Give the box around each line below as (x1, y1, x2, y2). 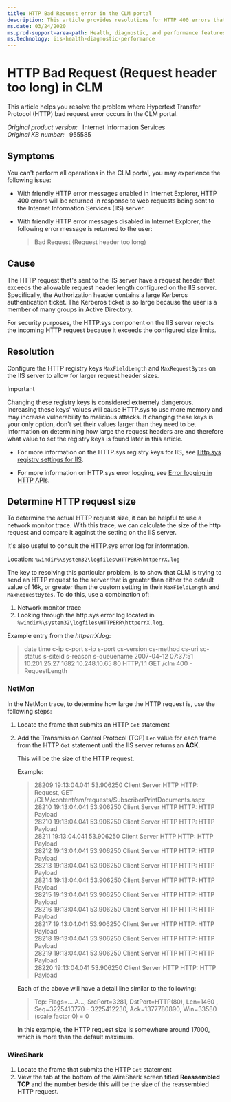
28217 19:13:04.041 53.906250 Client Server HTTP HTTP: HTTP (34, 919, 215, 928)
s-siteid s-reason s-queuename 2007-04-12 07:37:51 (43, 652, 194, 661)
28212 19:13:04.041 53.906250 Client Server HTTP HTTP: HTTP (34, 846, 215, 855)
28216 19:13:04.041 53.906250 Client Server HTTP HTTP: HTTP (34, 905, 215, 913)
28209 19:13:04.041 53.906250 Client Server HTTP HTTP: (34, 781, 199, 789)
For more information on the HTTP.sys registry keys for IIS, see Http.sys (16, 448, 221, 456)
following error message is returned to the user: (16, 224, 153, 232)
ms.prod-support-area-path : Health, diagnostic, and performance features (7, 29, 226, 36)
